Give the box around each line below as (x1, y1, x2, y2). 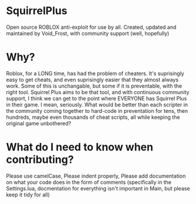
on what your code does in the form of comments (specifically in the (6, 178, 172, 186)
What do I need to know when (6, 141, 154, 154)
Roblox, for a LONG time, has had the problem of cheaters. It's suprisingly (6, 69, 185, 77)
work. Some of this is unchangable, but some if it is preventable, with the (6, 82, 183, 89)
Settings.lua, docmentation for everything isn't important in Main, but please (6, 185, 190, 192)
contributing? (6, 153, 75, 166)
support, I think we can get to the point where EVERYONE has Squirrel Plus (6, 95, 187, 102)
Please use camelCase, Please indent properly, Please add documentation (6, 172, 186, 179)
